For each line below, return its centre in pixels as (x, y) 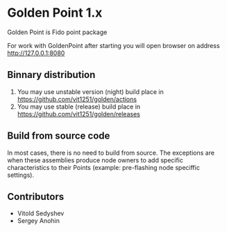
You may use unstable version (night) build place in (91, 91)
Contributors (36, 196)
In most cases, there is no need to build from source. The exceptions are (111, 153)
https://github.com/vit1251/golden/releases (78, 114)
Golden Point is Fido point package (57, 32)
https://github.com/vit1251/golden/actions (77, 99)
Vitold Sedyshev (41, 213)
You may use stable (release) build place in (79, 107)
